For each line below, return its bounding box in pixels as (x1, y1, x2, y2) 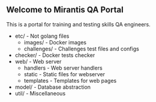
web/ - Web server (14, 58, 62, 65)
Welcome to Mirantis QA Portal (6, 5, 124, 15)
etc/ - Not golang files (14, 32, 70, 40)
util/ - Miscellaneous (14, 89, 66, 97)
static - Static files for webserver (23, 70, 106, 77)
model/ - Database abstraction (14, 83, 91, 91)
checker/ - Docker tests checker (14, 51, 95, 59)
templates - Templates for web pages (23, 77, 117, 84)
